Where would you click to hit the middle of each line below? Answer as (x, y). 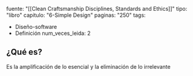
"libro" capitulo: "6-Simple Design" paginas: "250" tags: (76, 15)
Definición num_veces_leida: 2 (53, 33)
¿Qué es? (24, 52)
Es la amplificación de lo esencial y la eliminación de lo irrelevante (88, 66)
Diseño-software (36, 27)
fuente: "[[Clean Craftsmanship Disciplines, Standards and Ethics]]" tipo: (97, 9)
